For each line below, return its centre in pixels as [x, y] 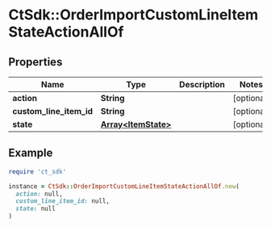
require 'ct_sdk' [38, 171]
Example [31, 153]
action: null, [39, 194]
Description [202, 84]
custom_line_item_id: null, [63, 201]
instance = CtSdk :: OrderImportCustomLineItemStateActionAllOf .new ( [124, 186]
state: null [36, 209]
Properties [35, 62]
